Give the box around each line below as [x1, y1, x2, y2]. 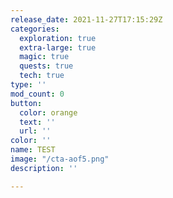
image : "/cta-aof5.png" [10, 154, 110, 164]
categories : [10, 24, 60, 34]
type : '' [10, 80, 47, 90]
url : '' [19, 126, 52, 136]
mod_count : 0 [10, 89, 65, 99]
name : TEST [10, 145, 56, 155]
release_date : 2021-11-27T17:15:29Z [10, 14, 163, 25]
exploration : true [19, 33, 97, 43]
